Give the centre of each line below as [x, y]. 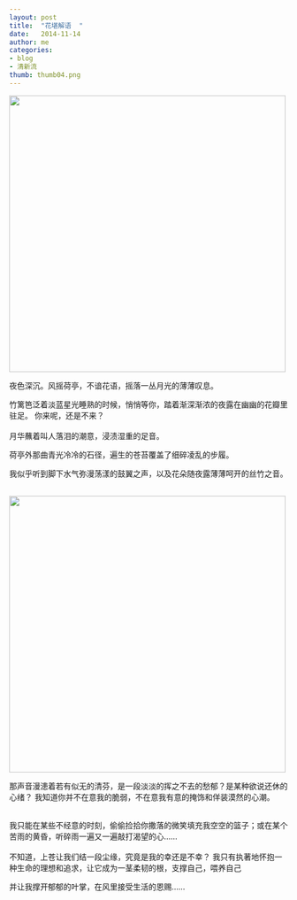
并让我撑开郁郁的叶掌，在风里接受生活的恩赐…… [97, 887]
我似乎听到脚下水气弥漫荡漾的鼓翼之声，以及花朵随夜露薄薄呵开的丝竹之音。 [148, 473]
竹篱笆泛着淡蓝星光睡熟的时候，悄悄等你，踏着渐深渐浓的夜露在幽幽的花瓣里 [148, 404]
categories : [31, 50]
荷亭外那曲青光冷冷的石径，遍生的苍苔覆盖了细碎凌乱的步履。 [122, 454]
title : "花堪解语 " [46, 26]
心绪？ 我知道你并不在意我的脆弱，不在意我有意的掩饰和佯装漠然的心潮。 [142, 796]
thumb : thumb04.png [45, 75]
